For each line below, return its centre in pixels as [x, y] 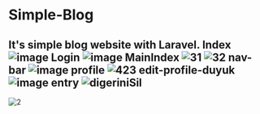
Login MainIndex [115, 57]
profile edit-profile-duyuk [153, 70]
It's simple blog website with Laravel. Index [120, 45]
